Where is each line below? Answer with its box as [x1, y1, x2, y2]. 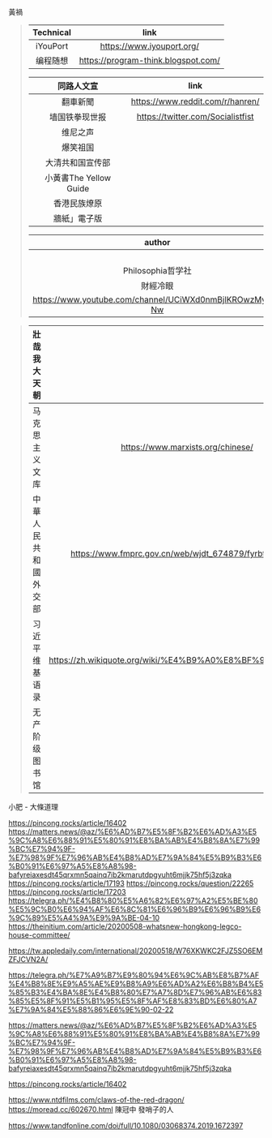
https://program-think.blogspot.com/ [79, 55, 221, 66]
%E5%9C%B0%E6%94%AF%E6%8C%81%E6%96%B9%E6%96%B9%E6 [8, 904, 261, 914]
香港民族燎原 [53, 198, 103, 208]
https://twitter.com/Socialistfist [136, 111, 254, 122]
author [144, 237, 171, 247]
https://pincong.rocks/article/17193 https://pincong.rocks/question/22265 [8, 878, 254, 888]
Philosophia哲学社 [122, 265, 192, 276]
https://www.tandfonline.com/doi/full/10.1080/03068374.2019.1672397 [8, 1121, 244, 1130]
